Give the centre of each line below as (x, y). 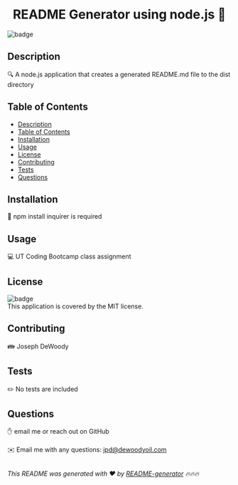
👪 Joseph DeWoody (38, 346)
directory (21, 84)
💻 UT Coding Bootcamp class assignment (69, 256)
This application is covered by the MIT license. (75, 306)
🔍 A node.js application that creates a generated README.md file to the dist (119, 74)
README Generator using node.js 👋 (119, 15)
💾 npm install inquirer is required (55, 217)
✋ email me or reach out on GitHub (59, 432)
